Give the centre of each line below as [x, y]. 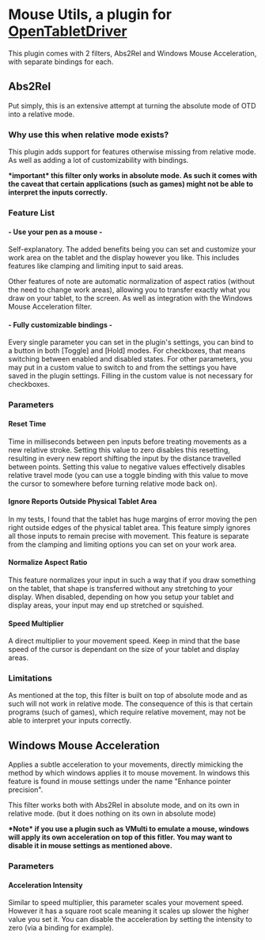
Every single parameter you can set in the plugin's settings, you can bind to [131, 343]
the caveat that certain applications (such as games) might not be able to [131, 184]
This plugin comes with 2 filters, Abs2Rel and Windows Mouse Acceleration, [132, 53]
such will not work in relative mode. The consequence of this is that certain [131, 704]
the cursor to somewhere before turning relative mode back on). [113, 483]
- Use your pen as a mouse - [55, 232]
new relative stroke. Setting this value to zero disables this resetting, [119, 449]
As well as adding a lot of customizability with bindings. [98, 161]
